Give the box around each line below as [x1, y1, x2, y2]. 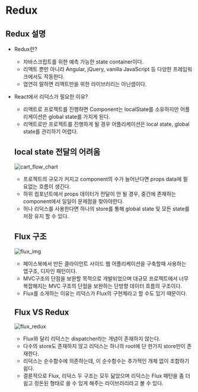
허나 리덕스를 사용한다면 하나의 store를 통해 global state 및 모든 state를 [23, 205, 190, 212]
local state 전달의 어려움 [14, 147, 101, 157]
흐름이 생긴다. [39, 182, 71, 190]
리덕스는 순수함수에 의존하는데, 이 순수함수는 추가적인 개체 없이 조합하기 [23, 358, 190, 365]
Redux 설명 [5, 29, 46, 39]
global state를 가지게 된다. [48, 113, 110, 120]
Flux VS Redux [14, 307, 69, 318]
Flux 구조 [14, 232, 47, 242]
